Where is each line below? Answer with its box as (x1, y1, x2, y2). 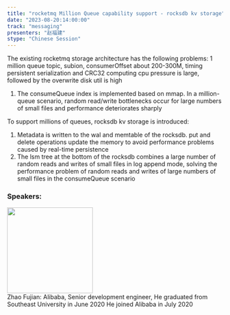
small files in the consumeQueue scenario (16, 174, 136, 183)
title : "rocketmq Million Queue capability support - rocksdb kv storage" (7, 10, 225, 17)
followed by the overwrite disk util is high (7, 76, 123, 84)
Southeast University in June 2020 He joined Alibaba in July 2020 (7, 300, 194, 309)
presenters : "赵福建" (7, 29, 66, 36)
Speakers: (7, 191, 42, 201)
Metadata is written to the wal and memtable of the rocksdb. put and (16, 131, 211, 139)
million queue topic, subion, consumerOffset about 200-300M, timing (7, 62, 203, 70)
